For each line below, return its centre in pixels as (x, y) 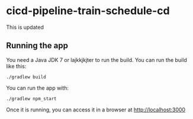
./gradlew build (26, 77)
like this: (16, 66)
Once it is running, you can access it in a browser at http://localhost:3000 (96, 110)
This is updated (25, 27)
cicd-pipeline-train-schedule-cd (88, 11)
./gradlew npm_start (32, 98)
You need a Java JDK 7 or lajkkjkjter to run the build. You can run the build (97, 59)
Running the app (37, 46)
